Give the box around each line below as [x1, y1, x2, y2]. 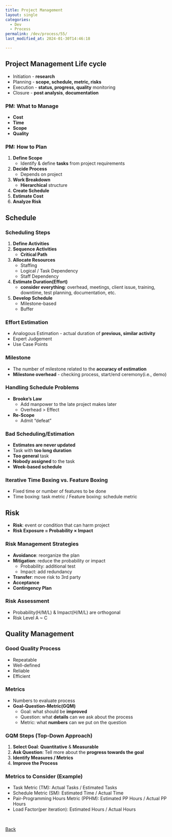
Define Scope [12, 155, 42, 161]
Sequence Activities [12, 246, 57, 252]
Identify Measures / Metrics [12, 755, 73, 761]
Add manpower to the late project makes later [20, 401, 117, 407]
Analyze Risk [12, 199, 41, 205]
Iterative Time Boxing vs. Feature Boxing [5, 477, 109, 484]
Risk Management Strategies [5, 540, 79, 548]
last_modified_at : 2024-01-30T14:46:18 [5, 36, 91, 42]
